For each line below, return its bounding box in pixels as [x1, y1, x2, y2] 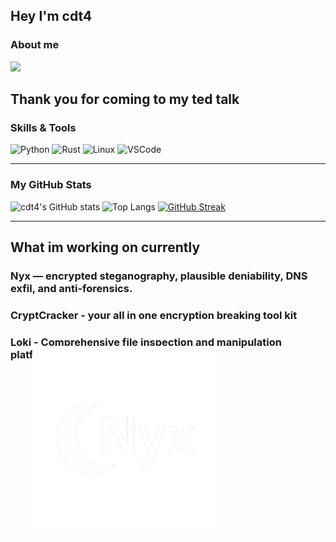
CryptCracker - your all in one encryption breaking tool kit [10, 308, 298, 322]
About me [10, 38, 60, 52]
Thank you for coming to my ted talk [10, 91, 240, 108]
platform [10, 347, 53, 361]
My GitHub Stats [10, 178, 92, 192]
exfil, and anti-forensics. [10, 281, 133, 295]
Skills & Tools [10, 121, 77, 134]
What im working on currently [10, 239, 201, 256]
